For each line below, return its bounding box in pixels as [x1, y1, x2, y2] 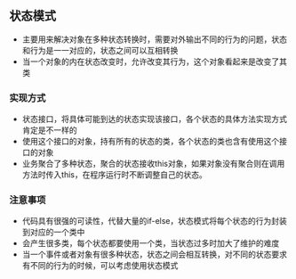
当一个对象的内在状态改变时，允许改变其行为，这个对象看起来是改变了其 [21, 56, 287, 67]
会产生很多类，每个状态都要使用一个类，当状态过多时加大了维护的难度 [21, 238, 280, 249]
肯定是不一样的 [21, 125, 77, 135]
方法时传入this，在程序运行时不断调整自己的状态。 [21, 169, 207, 180]
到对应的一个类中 [21, 226, 85, 238]
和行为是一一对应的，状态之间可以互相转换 [21, 45, 179, 55]
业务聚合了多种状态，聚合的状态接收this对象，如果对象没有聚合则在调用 [21, 159, 285, 169]
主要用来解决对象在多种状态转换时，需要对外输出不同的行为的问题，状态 [21, 34, 287, 45]
